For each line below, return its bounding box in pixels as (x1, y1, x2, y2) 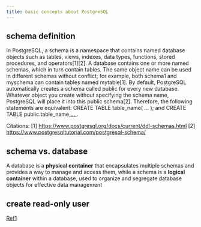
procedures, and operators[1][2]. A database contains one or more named (6, 59, 189, 67)
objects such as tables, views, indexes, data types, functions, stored (6, 53, 175, 61)
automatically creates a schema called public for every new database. (6, 85, 179, 92)
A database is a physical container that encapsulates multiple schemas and (6, 162, 194, 169)
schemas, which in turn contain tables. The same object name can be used (6, 66, 192, 73)
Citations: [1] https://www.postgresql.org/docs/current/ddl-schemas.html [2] (6, 123, 196, 130)
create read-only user (6, 199, 90, 209)
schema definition (6, 31, 76, 41)
